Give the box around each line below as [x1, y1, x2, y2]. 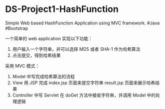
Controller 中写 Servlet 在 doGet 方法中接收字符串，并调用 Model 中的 [12, 92, 156, 98]
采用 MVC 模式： [5, 63, 40, 69]
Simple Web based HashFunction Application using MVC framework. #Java [5, 20, 160, 26]
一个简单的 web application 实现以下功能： [5, 35, 93, 41]
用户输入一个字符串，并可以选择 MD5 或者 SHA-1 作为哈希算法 [12, 46, 141, 52]
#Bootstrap [5, 25, 28, 31]
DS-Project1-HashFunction [5, 3, 119, 15]
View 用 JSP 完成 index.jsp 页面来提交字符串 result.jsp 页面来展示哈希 [12, 80, 156, 86]
